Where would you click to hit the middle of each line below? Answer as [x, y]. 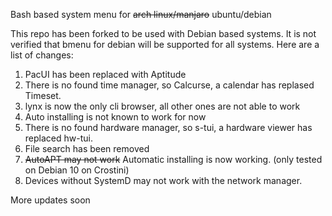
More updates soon [50, 200]
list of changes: [42, 55]
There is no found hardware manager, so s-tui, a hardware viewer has [168, 127]
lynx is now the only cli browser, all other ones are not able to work [162, 106]
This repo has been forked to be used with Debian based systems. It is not [163, 33]
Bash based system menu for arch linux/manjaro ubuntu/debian [141, 14]
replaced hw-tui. [58, 138]
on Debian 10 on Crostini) [77, 170]
